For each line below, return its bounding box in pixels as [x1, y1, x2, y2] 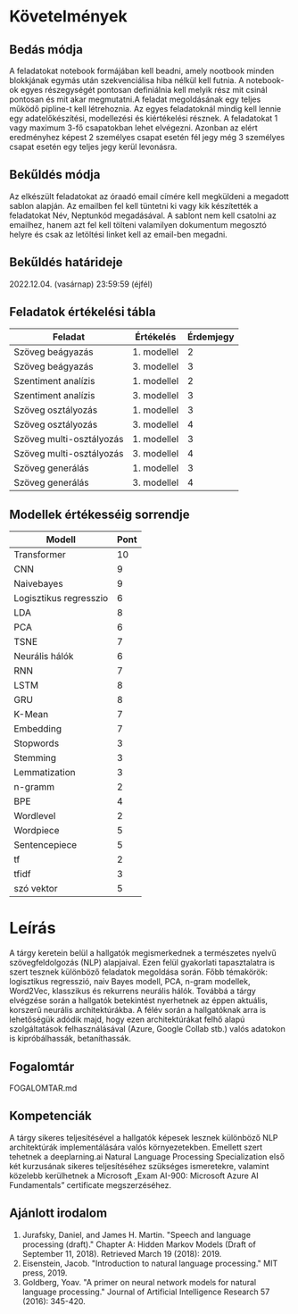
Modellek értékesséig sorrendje [9, 506, 190, 522]
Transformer [13, 548, 67, 561]
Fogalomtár [9, 1059, 75, 1074]
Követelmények [9, 6, 128, 27]
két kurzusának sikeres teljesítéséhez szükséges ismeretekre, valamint [9, 1160, 269, 1171]
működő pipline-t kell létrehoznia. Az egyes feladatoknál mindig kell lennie [9, 104, 282, 113]
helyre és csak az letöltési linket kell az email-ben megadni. [9, 229, 228, 239]
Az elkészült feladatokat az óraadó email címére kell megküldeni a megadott [9, 190, 289, 202]
